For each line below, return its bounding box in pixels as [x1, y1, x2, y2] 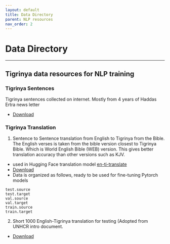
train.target [5, 209, 33, 215]
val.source [5, 196, 28, 201]
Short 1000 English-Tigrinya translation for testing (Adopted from [12, 218, 148, 224]
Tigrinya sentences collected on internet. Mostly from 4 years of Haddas [5, 96, 157, 102]
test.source [5, 187, 30, 192]
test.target [5, 191, 30, 197]
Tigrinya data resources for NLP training [5, 69, 135, 78]
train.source [5, 205, 33, 210]
